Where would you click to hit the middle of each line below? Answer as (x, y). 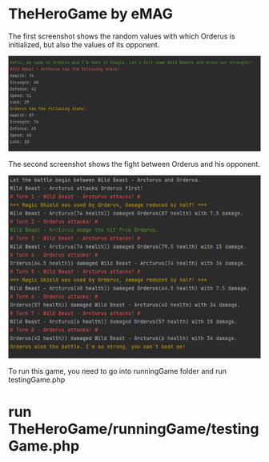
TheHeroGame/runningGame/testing (134, 429)
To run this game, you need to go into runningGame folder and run (117, 371)
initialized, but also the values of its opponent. (84, 44)
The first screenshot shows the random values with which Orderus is (122, 36)
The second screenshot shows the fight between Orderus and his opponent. (134, 164)
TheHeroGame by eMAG (91, 14)
